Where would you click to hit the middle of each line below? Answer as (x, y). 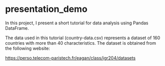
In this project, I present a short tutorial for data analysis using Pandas (77, 23)
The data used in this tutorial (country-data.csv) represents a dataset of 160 (83, 38)
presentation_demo (46, 9)
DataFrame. (17, 28)
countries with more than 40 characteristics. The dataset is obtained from (81, 43)
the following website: (28, 48)
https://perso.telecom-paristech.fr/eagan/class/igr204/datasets (70, 58)
